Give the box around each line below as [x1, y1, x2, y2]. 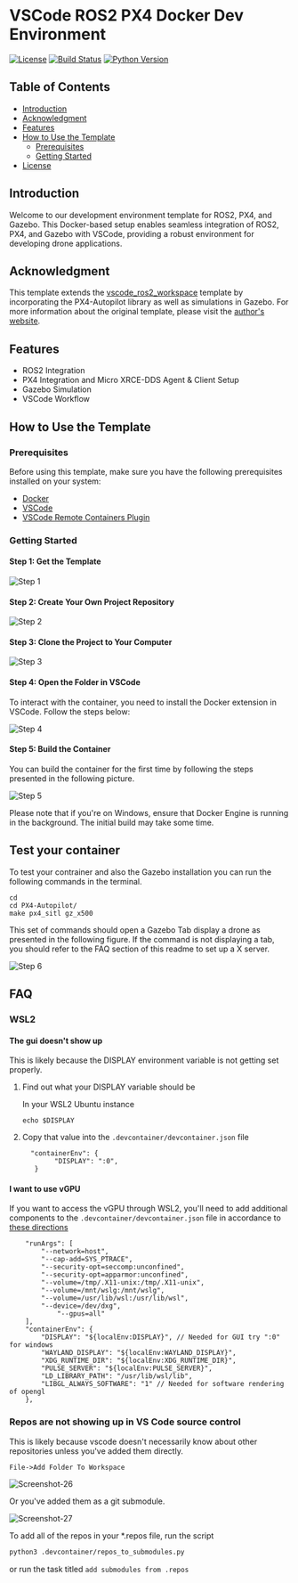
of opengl [9, 1387, 46, 1397]
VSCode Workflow [21, 394, 91, 404]
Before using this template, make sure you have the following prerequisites [9, 466, 283, 477]
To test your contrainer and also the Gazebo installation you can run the [9, 866, 272, 877]
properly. [9, 1065, 43, 1075]
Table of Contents [9, 79, 111, 94]
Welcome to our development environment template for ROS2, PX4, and [9, 209, 273, 220]
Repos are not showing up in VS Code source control [9, 1416, 242, 1428]
